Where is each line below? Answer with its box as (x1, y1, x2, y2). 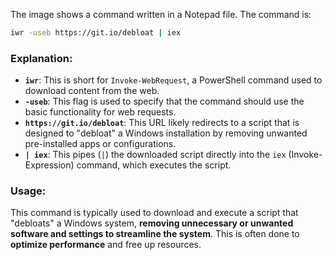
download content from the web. (24, 85, 160, 97)
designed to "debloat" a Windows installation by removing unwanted (24, 127, 308, 139)
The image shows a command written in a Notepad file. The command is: (10, 9, 312, 20)
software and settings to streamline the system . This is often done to (10, 228, 300, 240)
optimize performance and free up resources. (10, 239, 202, 251)
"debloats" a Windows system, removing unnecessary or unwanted (10, 217, 294, 229)
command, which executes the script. (76, 159, 232, 171)
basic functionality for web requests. (24, 106, 177, 118)
